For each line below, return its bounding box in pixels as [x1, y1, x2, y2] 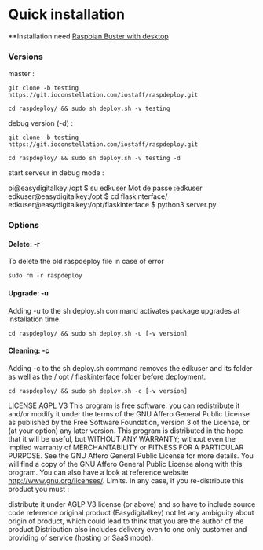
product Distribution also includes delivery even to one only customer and [8, 524, 247, 533]
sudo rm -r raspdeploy [8, 272, 82, 280]
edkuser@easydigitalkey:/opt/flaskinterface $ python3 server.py [8, 200, 217, 210]
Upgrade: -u [8, 288, 49, 298]
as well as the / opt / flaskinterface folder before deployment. [8, 372, 206, 381]
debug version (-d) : [8, 119, 73, 128]
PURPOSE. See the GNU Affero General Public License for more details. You [8, 450, 254, 460]
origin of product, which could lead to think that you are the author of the [8, 516, 244, 526]
